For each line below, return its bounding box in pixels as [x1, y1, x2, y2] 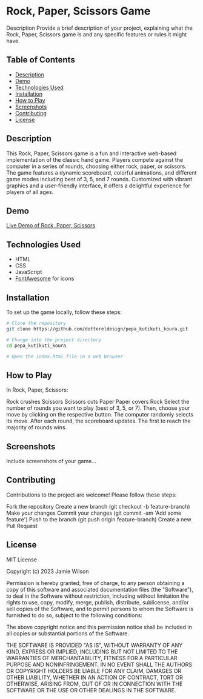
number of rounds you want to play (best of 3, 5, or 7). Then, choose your [6, 404, 190, 412]
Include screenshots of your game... [6, 458, 97, 464]
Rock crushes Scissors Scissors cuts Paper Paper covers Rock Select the [6, 398, 190, 406]
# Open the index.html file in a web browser [6, 353, 123, 360]
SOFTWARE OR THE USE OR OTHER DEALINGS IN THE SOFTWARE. [6, 686, 176, 694]
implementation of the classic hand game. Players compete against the [6, 156, 184, 163]
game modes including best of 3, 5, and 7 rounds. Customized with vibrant [6, 175, 193, 182]
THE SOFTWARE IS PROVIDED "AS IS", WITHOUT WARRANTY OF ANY [6, 641, 183, 649]
